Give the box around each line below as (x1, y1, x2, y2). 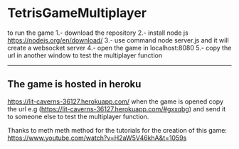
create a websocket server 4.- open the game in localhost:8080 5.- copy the (7, 43, 232, 52)
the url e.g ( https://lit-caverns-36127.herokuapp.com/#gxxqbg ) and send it (7, 104, 226, 113)
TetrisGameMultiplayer (7, 5, 147, 21)
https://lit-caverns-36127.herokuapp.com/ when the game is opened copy (7, 97, 224, 106)
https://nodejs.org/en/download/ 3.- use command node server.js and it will (7, 35, 229, 44)
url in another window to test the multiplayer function (7, 51, 162, 60)
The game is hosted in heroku (7, 78, 142, 90)
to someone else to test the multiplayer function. (7, 112, 149, 121)
